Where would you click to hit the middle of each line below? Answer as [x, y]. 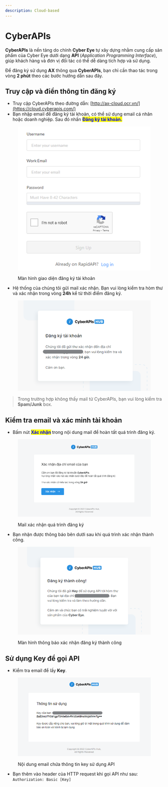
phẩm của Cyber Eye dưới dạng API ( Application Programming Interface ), [81, 55]
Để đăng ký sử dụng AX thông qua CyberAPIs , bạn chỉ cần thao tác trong [81, 70]
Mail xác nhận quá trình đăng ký [51, 525]
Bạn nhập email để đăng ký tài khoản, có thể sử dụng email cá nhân [82, 114]
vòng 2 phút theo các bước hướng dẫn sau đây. [54, 76]
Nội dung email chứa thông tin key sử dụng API [66, 764]
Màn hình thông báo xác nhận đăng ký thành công [70, 643]
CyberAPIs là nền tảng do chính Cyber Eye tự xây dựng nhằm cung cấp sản [84, 50]
